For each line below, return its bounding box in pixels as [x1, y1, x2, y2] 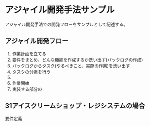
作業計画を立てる [12, 50, 47, 56]
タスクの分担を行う [12, 69, 51, 75]
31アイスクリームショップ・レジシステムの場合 [5, 102, 145, 110]
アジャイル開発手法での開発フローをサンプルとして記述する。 [5, 21, 128, 27]
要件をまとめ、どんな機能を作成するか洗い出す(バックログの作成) [12, 57, 143, 63]
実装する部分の [12, 86, 42, 92]
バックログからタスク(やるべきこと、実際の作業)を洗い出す [12, 63, 130, 68]
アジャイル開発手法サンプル [5, 4, 115, 16]
